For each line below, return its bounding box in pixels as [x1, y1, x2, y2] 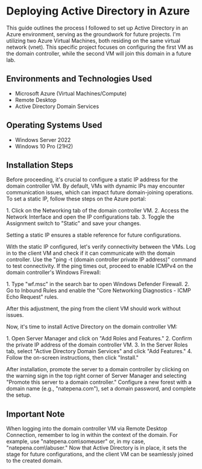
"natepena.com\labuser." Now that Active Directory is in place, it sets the [6, 444, 187, 451]
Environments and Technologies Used [6, 74, 153, 84]
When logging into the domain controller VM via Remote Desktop [6, 425, 168, 432]
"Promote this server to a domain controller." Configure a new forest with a [6, 378, 192, 386]
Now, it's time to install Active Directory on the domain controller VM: [6, 323, 178, 330]
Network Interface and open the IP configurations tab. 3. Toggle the [6, 213, 175, 221]
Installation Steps [6, 160, 74, 170]
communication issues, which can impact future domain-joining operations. [6, 189, 194, 196]
